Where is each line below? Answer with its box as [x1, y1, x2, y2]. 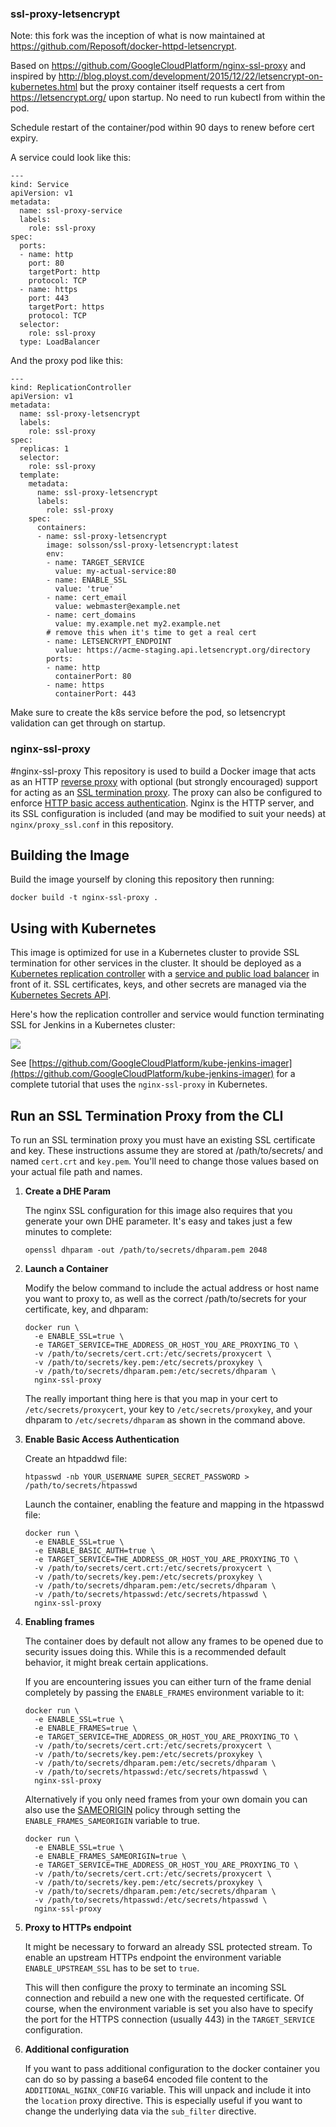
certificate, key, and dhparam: [24, 1303, 149, 1316]
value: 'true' [54, 584, 114, 594]
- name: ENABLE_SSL [46, 575, 128, 586]
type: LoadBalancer [19, 337, 101, 347]
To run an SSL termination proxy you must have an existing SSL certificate [10, 1134, 316, 1146]
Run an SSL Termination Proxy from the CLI [10, 1107, 284, 1124]
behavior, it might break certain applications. [24, 1657, 209, 1669]
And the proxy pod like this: [10, 355, 123, 367]
